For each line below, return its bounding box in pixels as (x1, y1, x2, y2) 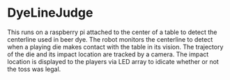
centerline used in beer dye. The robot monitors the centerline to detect (7, 35, 213, 43)
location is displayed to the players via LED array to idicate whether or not (7, 57, 220, 65)
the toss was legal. (7, 65, 61, 73)
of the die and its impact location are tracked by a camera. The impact (7, 50, 209, 58)
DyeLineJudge (7, 5, 93, 21)
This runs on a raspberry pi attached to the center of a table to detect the (7, 28, 217, 36)
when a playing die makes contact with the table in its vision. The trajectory (7, 42, 224, 51)
